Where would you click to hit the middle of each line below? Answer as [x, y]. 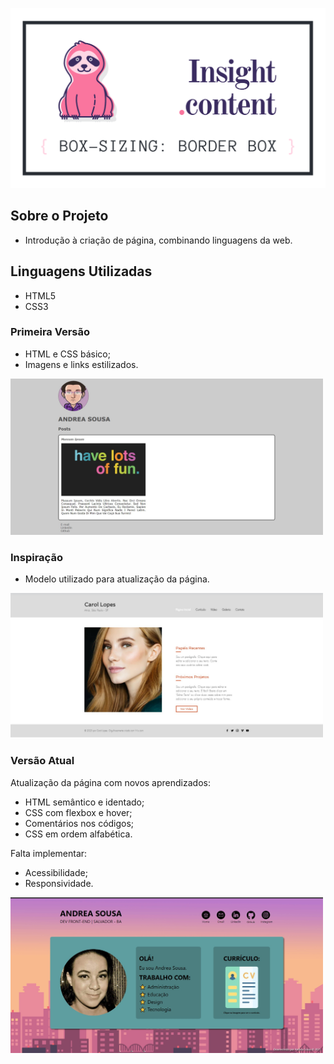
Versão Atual [42, 761]
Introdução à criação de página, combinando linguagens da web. [158, 240]
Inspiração [36, 557]
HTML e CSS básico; [67, 354]
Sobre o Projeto [59, 216]
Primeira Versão [50, 332]
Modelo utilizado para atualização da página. [117, 579]
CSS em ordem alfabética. [78, 834]
